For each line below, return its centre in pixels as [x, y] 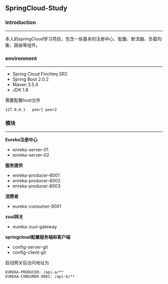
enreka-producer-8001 [36, 175]
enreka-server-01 [30, 150]
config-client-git [29, 252]
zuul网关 [14, 217]
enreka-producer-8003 [36, 186]
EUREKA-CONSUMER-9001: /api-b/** [40, 277]
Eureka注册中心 [21, 140]
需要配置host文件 [23, 100]
